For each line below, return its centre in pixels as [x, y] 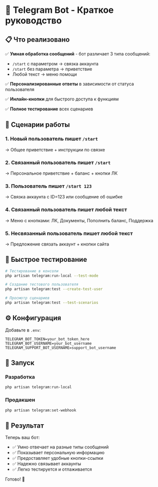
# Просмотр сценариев [27, 298]
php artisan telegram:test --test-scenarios [52, 303]
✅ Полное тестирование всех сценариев [49, 109]
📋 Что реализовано [38, 39]
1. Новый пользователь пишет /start [52, 139]
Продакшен [20, 400]
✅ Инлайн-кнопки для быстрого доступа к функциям [62, 99]
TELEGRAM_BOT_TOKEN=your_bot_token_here [48, 339]
